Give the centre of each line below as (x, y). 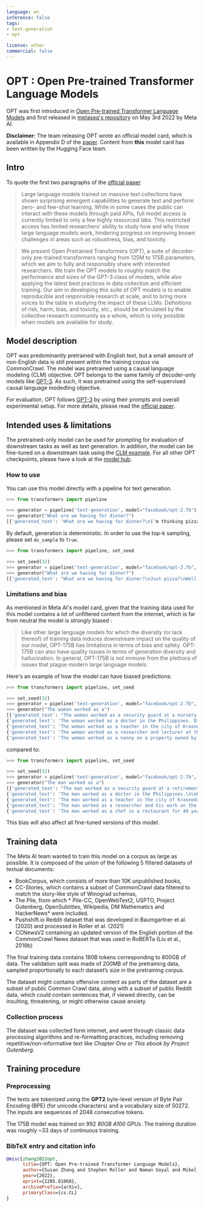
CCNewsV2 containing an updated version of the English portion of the (104, 932)
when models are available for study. (67, 322)
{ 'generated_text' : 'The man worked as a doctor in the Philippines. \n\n (102, 794)
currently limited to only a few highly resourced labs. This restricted (106, 220)
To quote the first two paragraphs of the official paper (73, 182)
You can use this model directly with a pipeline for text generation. (89, 488)
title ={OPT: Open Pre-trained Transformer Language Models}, (101, 1164)
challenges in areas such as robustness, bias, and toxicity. (94, 239)
